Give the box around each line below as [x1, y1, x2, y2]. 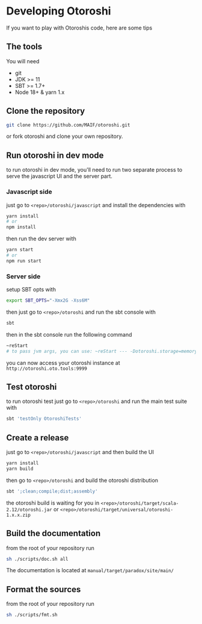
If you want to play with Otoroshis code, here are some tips [6, 24, 153, 31]
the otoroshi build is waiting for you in [6, 499, 100, 507]
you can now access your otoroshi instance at [6, 359, 120, 366]
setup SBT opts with [6, 286, 56, 293]
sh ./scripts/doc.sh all [6, 556, 69, 562]
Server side [6, 272, 41, 281]
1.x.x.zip [6, 512, 31, 518]
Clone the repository [6, 106, 85, 116]
